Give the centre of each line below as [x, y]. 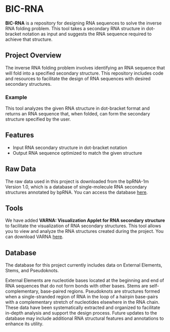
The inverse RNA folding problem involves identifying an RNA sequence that [85, 67]
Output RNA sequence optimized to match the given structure [77, 153]
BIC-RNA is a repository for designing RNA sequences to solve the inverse [83, 23]
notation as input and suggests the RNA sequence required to [87, 34]
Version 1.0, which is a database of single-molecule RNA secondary [76, 186]
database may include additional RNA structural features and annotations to [85, 318]
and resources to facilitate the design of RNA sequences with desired [78, 78]
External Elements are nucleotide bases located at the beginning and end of [85, 280]
